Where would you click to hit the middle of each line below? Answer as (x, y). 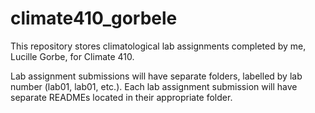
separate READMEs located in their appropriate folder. (121, 97)
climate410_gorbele (94, 18)
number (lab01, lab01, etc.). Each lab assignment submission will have (154, 86)
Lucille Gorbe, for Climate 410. (72, 56)
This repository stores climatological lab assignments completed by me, (158, 46)
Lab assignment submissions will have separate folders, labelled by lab (156, 76)
